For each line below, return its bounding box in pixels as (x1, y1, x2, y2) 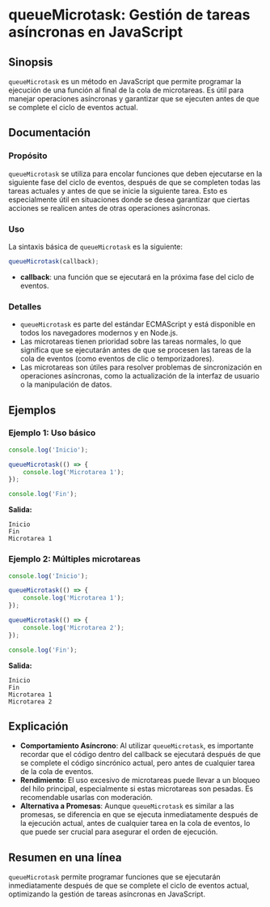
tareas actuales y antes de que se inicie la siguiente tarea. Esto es (8, 186, 228, 195)
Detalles (8, 301, 42, 312)
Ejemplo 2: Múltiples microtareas (8, 554, 141, 565)
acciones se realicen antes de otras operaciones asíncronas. (8, 203, 211, 212)
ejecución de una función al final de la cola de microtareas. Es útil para (8, 85, 244, 95)
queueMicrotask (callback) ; (8, 257, 99, 265)
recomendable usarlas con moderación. (19, 793, 154, 802)
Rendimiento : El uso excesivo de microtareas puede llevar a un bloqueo (19, 776, 260, 785)
